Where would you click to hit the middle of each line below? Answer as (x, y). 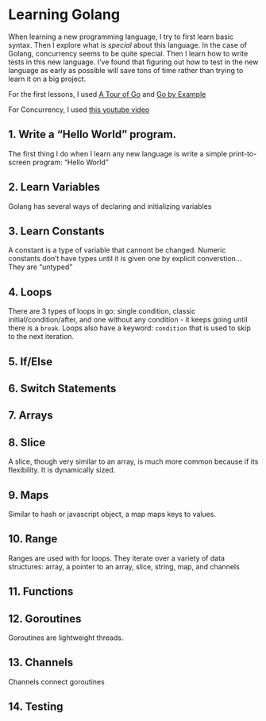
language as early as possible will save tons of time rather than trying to (126, 70)
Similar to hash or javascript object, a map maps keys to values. (112, 514)
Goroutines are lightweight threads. (66, 638)
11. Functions (41, 592)
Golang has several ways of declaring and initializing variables (110, 206)
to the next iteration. (41, 337)
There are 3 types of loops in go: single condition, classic (102, 311)
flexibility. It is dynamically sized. (62, 470)
